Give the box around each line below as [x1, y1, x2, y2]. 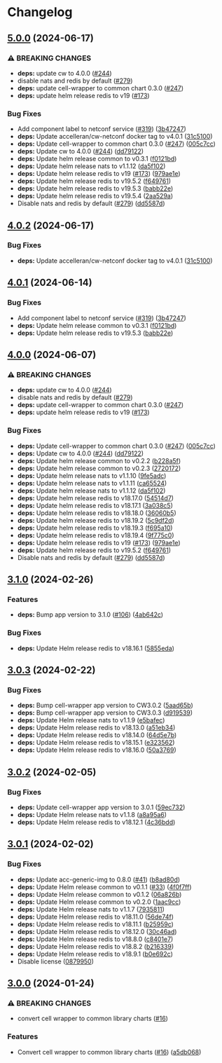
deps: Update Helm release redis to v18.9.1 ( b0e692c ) [17, 949, 174, 958]
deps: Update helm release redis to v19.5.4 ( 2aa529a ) [17, 192, 174, 200]
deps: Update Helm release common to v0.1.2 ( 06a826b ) [17, 890, 182, 898]
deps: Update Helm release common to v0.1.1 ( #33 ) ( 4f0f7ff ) [17, 882, 192, 891]
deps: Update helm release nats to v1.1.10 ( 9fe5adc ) [17, 471, 167, 480]
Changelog [7, 4, 73, 20]
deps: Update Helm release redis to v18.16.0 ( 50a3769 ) [17, 746, 176, 754]
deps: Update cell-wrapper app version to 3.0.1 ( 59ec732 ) [17, 803, 186, 811]
